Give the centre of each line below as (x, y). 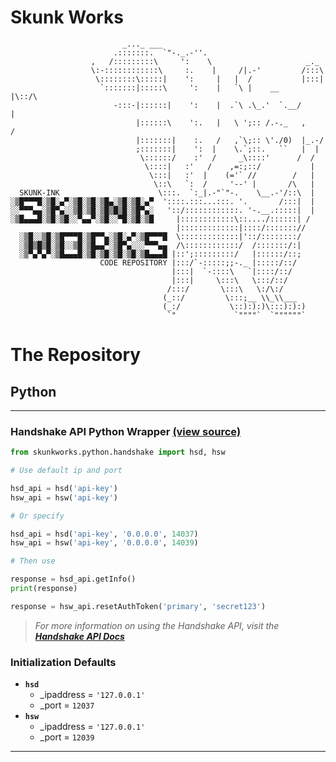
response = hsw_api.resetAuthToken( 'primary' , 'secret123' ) (138, 606)
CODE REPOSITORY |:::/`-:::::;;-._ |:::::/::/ (198, 262)
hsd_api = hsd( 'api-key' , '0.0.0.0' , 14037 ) (104, 534)
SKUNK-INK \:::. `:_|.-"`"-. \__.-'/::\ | (167, 192)
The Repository (76, 355)
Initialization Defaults (63, 662)
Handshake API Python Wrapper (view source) (126, 431)
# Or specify (37, 516)
